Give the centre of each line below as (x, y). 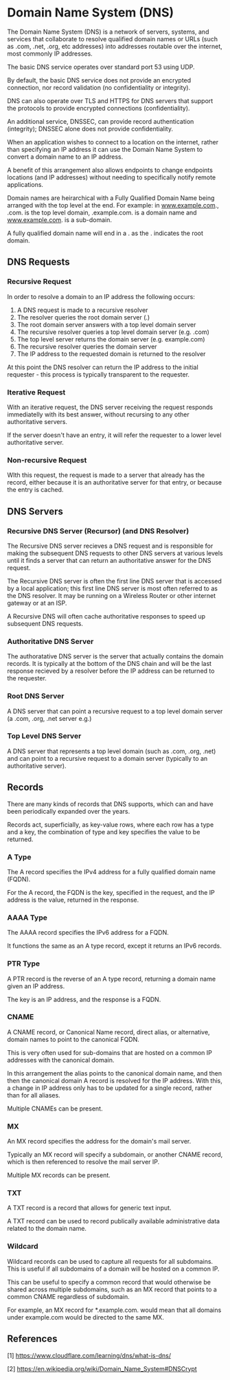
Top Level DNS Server (44, 736)
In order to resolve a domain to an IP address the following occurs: (101, 296)
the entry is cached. (35, 490)
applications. (25, 184)
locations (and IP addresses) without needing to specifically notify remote (112, 177)
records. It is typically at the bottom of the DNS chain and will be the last (109, 664)
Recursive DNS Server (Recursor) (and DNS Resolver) (98, 531)
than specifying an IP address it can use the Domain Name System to (105, 149)
